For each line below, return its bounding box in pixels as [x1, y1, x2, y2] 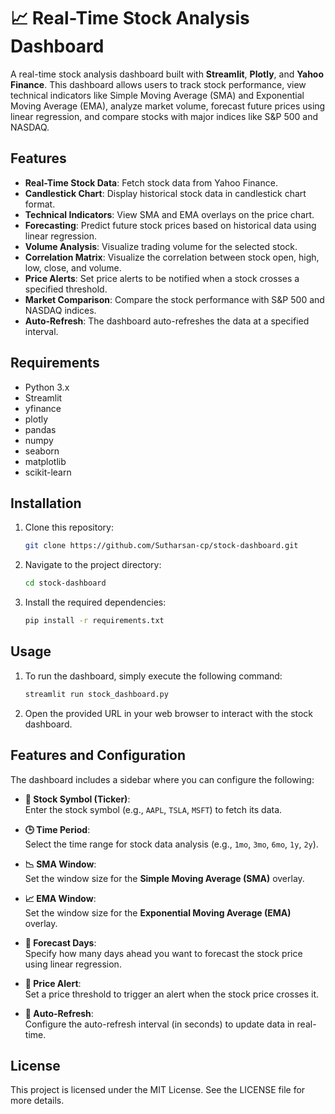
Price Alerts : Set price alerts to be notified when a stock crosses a [24, 272, 300, 284]
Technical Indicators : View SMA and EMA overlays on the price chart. [24, 208, 315, 220]
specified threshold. [24, 283, 108, 295]
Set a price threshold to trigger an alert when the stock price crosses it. [24, 988, 320, 1000]
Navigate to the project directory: [24, 559, 162, 571]
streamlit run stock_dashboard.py [24, 689, 169, 699]
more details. [10, 1095, 65, 1107]
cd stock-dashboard [24, 578, 107, 589]
